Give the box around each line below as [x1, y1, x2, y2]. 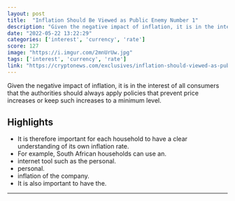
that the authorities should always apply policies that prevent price [7, 89, 199, 97]
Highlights [7, 117, 54, 128]
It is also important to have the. [17, 179, 107, 188]
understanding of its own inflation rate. [17, 142, 129, 151]
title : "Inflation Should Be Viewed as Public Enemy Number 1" [7, 17, 199, 24]
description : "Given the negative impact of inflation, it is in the [7, 23, 215, 30]
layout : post [7, 10, 45, 17]
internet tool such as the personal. [17, 157, 117, 165]
